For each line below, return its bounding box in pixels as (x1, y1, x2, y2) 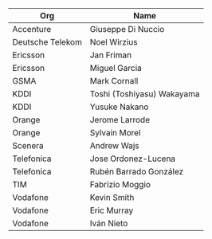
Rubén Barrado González (89, 167, 184, 177)
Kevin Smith (89, 192, 135, 202)
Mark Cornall (89, 76, 139, 86)
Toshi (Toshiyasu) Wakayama (89, 88, 200, 99)
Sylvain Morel (89, 127, 141, 138)
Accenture (12, 24, 52, 34)
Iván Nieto (89, 218, 128, 229)
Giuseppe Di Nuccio (89, 24, 165, 34)
